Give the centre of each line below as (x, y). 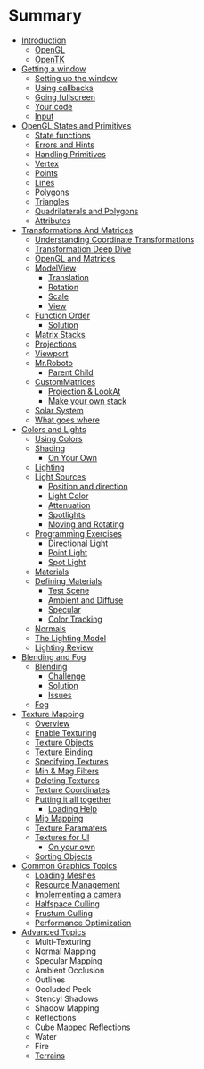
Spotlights (66, 514)
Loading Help (72, 808)
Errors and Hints (65, 145)
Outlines (50, 980)
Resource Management (78, 884)
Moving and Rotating (86, 524)
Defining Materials (68, 580)
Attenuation (69, 505)
